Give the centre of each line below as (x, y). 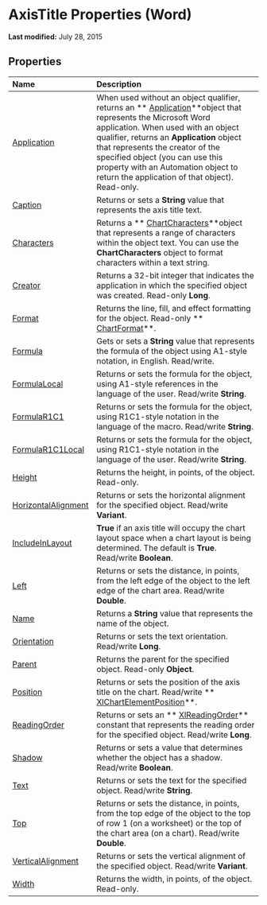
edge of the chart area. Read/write (161, 590)
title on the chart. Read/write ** (156, 692)
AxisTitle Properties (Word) (100, 15)
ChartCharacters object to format (160, 252)
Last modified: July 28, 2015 (56, 37)
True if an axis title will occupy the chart (171, 528)
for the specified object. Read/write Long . (174, 735)
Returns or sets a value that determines (170, 748)
